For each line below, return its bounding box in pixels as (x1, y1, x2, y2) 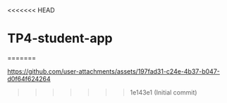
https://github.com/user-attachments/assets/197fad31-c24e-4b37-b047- (7, 67, 221, 76)
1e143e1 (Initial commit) (130, 88, 197, 97)
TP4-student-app (7, 31, 113, 46)
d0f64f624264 (7, 74, 51, 83)
